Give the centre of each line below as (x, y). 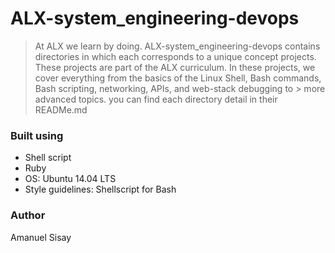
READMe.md (61, 109)
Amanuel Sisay (41, 237)
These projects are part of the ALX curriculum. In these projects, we (175, 67)
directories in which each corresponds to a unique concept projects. (175, 56)
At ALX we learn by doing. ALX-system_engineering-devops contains (177, 46)
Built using (37, 135)
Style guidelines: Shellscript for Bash (100, 189)
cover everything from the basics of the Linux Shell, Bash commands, (178, 78)
